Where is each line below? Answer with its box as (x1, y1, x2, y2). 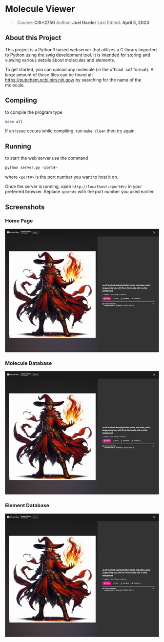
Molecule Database (5, 360, 52, 367)
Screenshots (5, 203, 45, 211)
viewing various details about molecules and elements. (5, 57, 116, 63)
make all (5, 119, 23, 124)
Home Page (5, 217, 33, 224)
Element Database (5, 502, 50, 509)
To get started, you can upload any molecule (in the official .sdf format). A (5, 66, 154, 72)
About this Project (5, 34, 61, 42)
